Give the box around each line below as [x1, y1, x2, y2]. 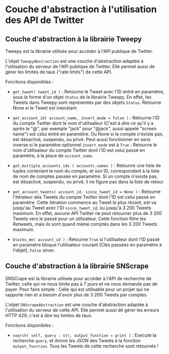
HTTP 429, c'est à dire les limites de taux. [5, 312, 93, 318]
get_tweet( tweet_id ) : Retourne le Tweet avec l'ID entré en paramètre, [12, 89, 164, 95]
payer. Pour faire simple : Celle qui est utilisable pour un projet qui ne [5, 286, 150, 292]
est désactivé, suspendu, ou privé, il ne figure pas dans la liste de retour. [12, 179, 165, 184]
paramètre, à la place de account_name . [12, 153, 94, 158]
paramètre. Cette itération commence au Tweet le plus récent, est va [12, 200, 156, 205]
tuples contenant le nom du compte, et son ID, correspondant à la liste [12, 168, 160, 174]
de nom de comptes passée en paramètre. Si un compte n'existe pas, [12, 173, 158, 179]
